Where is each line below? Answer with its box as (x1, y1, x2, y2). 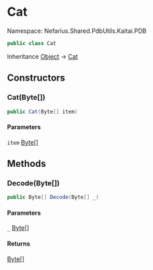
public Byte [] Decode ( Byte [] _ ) (7, 194, 99, 201)
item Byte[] (7, 138, 39, 146)
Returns (7, 239, 31, 247)
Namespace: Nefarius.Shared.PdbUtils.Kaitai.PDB (7, 27, 147, 35)
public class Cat (7, 40, 57, 46)
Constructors (7, 72, 66, 84)
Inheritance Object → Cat (7, 52, 79, 60)
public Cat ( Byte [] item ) (7, 108, 78, 115)
